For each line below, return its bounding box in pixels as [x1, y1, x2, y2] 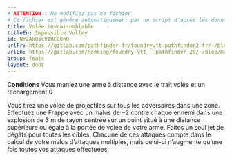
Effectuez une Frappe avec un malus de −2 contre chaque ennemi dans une [7, 108, 223, 117]
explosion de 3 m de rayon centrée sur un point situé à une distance [7, 115, 201, 124]
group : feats [7, 55, 45, 62]
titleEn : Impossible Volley [7, 29, 88, 37]
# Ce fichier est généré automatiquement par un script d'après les [7, 17, 209, 23]
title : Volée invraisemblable [7, 23, 95, 30]
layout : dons [7, 61, 45, 68]
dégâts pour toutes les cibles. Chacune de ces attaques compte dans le [7, 130, 212, 139]
